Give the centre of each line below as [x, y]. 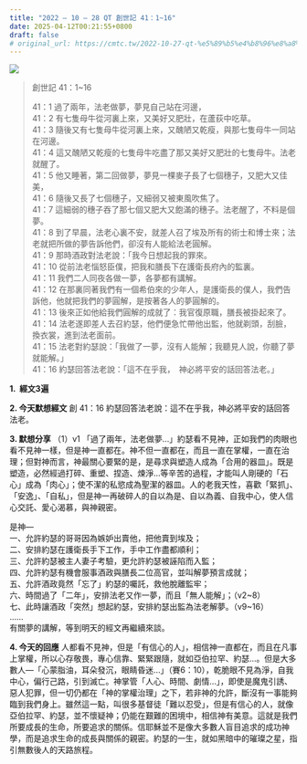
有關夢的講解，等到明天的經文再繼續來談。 [90, 628]
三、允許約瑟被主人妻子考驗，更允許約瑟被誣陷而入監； [113, 561]
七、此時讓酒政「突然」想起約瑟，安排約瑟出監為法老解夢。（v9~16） [139, 607]
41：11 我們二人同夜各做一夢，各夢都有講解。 [116, 278]
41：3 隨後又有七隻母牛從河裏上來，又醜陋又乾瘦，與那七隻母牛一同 [159, 130]
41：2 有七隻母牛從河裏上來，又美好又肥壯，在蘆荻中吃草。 [143, 119]
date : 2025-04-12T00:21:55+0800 [71, 26]
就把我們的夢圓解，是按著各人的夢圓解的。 [144, 301]
